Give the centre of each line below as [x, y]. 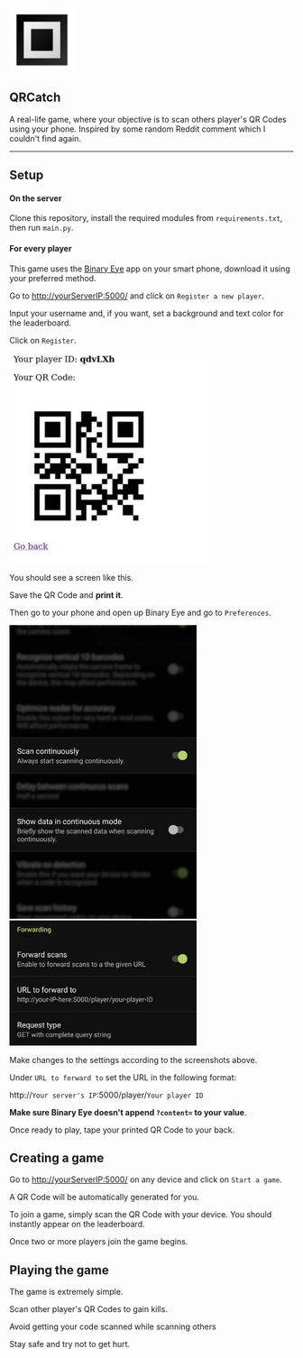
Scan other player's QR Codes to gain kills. [89, 1309]
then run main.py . [41, 228]
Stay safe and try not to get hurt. [70, 1344]
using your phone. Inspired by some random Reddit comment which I [138, 129]
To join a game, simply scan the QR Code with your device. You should [141, 1215]
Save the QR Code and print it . [66, 595]
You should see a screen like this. [71, 577]
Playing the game [60, 1270]
